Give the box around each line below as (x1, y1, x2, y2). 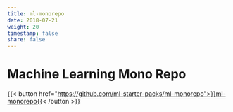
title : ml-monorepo (7, 10, 65, 17)
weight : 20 (7, 23, 39, 30)
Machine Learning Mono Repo (7, 66, 187, 83)
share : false (7, 36, 46, 43)
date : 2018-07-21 (7, 17, 58, 24)
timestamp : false (7, 29, 58, 37)
